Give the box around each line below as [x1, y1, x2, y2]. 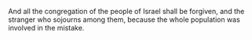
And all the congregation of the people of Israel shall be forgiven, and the [8, 7, 245, 16]
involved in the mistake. [8, 23, 85, 32]
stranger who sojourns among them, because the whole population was [8, 15, 241, 24]
